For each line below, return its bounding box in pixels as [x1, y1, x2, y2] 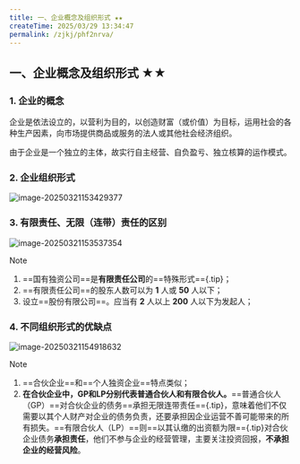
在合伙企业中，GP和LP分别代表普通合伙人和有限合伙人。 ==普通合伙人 [21, 388, 281, 399]
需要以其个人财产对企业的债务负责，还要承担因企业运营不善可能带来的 [21, 410, 282, 422]
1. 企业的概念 [9, 94, 64, 107]
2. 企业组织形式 [9, 171, 76, 184]
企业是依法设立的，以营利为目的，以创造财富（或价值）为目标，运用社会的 [9, 117, 284, 127]
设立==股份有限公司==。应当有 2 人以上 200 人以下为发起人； [21, 295, 253, 306]
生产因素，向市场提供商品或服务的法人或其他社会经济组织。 [16, 127, 237, 139]
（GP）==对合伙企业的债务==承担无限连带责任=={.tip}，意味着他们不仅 [21, 399, 287, 410]
